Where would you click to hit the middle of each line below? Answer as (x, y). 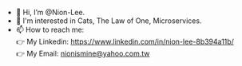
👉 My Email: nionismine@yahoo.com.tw (83, 53)
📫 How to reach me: (50, 29)
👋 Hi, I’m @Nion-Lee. (50, 12)
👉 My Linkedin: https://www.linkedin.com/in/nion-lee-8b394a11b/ (125, 41)
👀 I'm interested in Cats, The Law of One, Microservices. (109, 21)
